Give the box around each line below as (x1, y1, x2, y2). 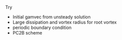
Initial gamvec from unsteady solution (12, 14, 91, 19)
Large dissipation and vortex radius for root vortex (12, 19, 117, 25)
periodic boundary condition (12, 24, 72, 30)
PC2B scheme (12, 30, 42, 35)
